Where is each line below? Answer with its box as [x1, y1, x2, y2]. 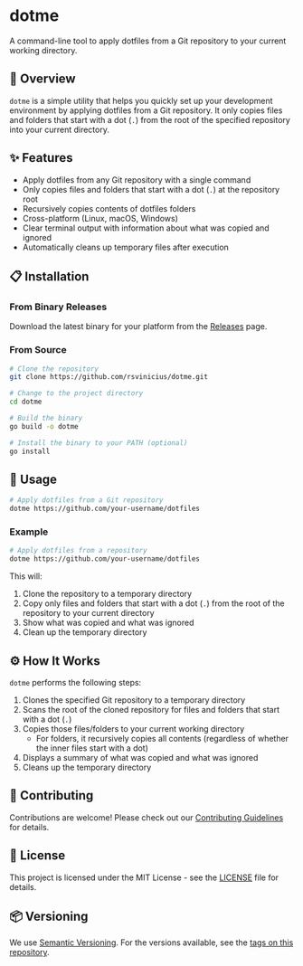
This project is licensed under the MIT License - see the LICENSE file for [9, 872, 279, 883]
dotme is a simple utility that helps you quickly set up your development [9, 95, 273, 106]
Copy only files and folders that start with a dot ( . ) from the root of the [22, 598, 285, 609]
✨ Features [9, 150, 73, 166]
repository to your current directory [22, 608, 156, 619]
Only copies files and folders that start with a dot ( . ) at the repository [22, 184, 280, 194]
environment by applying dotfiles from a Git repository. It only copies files [9, 105, 283, 116]
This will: [9, 571, 43, 582]
